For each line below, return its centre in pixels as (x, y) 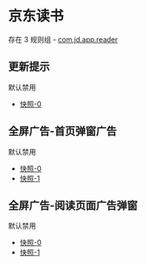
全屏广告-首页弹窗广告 (62, 131)
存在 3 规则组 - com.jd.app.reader (63, 39)
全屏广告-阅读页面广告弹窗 (73, 205)
